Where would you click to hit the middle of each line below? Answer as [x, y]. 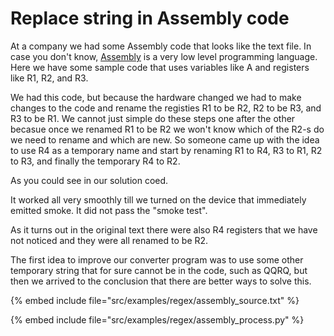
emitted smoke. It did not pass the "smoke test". [109, 210]
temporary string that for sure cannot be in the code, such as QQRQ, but [159, 270]
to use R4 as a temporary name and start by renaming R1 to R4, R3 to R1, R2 [166, 150]
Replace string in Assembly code [150, 18]
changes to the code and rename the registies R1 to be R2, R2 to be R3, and [166, 108]
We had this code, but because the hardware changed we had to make [156, 97]
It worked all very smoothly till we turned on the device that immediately [158, 199]
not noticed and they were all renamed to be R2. [109, 240]
